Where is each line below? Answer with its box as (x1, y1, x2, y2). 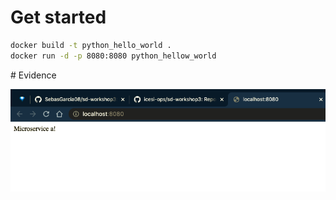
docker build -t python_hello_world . (10, 40, 172, 50)
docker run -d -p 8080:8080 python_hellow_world (10, 51, 217, 61)
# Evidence (10, 69, 57, 81)
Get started (10, 6, 107, 29)
